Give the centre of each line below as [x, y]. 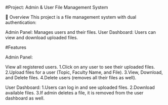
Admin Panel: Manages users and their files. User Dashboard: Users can [80, 32]
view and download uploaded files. [42, 38]
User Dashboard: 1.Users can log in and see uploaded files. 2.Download [80, 87]
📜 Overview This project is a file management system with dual [71, 17]
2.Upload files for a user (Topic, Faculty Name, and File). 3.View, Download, [84, 72]
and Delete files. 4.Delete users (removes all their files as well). [71, 77]
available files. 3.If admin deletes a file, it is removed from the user [74, 93]
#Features [16, 47]
